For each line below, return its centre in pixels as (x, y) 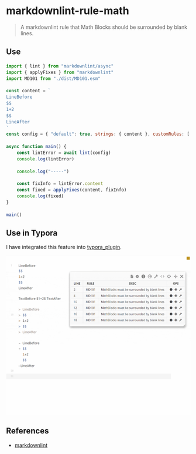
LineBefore (19, 97)
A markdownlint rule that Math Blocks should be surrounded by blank (104, 27)
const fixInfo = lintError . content (60, 184)
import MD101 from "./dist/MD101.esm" (53, 78)
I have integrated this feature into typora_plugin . (64, 247)
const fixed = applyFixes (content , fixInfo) (72, 190)
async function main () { (36, 147)
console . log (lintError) (46, 159)
